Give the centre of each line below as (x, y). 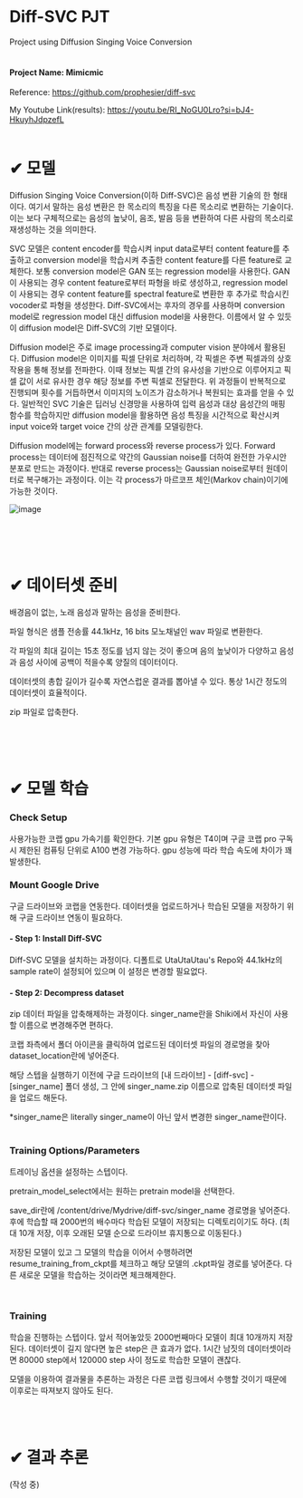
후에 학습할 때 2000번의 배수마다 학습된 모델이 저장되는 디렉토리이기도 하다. (143, 1222)
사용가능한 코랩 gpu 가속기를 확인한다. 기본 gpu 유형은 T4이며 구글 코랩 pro (143, 838)
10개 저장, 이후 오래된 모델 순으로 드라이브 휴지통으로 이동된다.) (130, 1232)
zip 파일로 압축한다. (44, 712)
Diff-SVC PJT (60, 17)
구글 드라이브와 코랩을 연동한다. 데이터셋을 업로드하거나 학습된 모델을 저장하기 (147, 906)
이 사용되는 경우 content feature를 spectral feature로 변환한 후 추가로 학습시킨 (149, 294)
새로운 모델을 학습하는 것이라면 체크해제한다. (97, 1274)
